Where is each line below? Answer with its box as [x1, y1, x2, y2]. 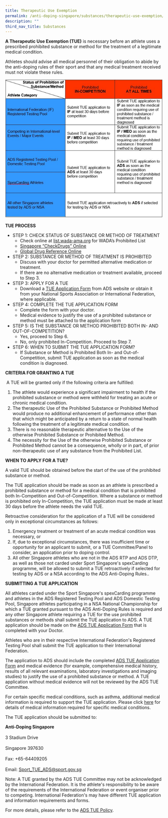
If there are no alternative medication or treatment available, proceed [19, 269, 162, 276]
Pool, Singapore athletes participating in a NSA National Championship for [5, 601, 158, 607]
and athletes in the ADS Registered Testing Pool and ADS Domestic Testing [5, 595, 160, 601]
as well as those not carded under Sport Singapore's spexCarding [12, 560, 148, 566]
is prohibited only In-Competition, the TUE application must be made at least [5, 498, 163, 504]
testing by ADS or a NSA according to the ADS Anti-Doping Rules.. [12, 571, 149, 577]
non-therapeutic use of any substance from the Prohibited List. [12, 447, 142, 453]
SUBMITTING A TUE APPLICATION [5, 580, 78, 586]
